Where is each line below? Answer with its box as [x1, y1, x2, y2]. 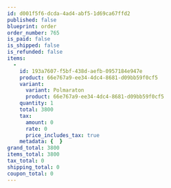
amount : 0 [25, 118, 54, 126]
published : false [7, 17, 57, 23]
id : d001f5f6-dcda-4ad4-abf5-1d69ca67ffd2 [7, 10, 130, 17]
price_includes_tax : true [25, 132, 100, 138]
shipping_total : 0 [7, 163, 60, 171]
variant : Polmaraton [25, 87, 84, 94]
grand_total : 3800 [7, 145, 60, 152]
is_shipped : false [7, 42, 60, 49]
